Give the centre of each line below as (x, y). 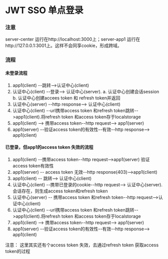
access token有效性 (33, 166)
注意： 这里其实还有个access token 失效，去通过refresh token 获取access (82, 245)
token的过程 (18, 251)
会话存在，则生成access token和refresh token (60, 191)
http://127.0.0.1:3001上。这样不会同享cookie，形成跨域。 (64, 45)
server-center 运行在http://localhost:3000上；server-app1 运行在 (73, 39)
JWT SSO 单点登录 (44, 10)
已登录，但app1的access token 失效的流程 (49, 147)
